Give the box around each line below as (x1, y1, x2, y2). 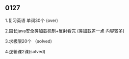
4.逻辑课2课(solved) (5, 48, 46, 54)
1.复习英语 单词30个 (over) (5, 17, 58, 23)
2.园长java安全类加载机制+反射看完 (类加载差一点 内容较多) (5, 28, 125, 34)
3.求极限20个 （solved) (5, 38, 52, 44)
